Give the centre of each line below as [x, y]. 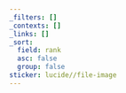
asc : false [37, 58]
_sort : [21, 42]
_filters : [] [33, 17]
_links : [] [29, 34]
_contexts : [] [35, 26]
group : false [41, 67]
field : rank [39, 50]
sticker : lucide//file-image [63, 75]
